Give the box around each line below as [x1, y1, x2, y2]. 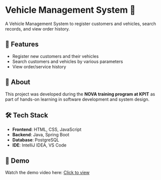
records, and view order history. [5, 26, 70, 31]
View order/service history [12, 63, 66, 69]
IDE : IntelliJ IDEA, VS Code [12, 142, 66, 148]
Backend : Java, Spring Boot [12, 132, 70, 138]
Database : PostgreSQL [12, 137, 60, 143]
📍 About [5, 78, 31, 87]
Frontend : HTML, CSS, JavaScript [12, 126, 82, 132]
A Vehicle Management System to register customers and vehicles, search [5, 21, 157, 27]
